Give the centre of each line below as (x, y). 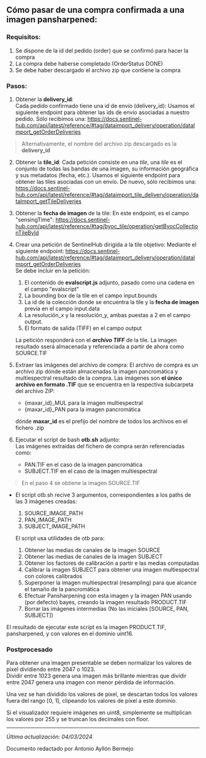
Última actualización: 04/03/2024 (49, 737)
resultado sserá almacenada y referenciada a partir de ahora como (100, 346)
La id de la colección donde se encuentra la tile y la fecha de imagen (112, 302)
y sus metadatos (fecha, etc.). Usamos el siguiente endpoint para (98, 175)
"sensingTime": (35, 220)
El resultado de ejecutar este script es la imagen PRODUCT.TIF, (86, 627)
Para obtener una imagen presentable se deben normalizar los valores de (99, 663)
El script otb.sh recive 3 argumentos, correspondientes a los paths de (103, 495)
